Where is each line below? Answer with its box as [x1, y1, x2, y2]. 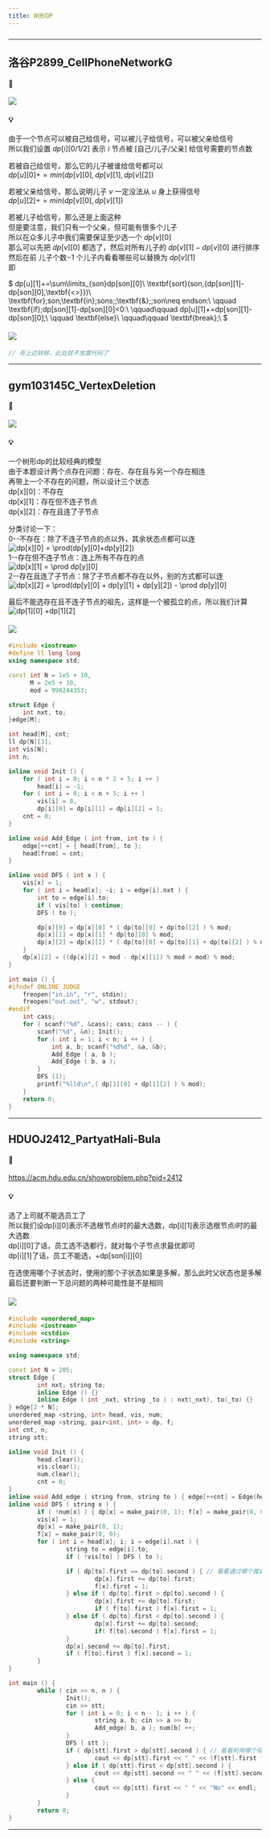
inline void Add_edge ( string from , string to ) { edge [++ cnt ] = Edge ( [8, 1492, 257, 1501]
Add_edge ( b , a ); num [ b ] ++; [94, 1724, 196, 1732]
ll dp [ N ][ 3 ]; [8, 738, 52, 746]
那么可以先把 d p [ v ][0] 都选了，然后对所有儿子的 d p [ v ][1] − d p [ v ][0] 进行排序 [8, 242, 260, 252]
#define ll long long [8, 649, 81, 657]
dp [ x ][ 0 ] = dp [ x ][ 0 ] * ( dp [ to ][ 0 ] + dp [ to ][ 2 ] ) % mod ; [37, 923, 232, 931]
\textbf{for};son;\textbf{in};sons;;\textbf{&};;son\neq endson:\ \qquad [8, 296, 237, 306]
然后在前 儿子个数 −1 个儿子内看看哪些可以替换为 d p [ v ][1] [8, 253, 195, 263]
